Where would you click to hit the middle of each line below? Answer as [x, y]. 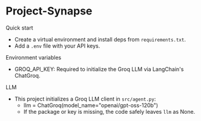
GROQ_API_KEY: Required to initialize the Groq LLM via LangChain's [99, 69]
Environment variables [34, 57]
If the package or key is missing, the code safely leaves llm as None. [109, 111]
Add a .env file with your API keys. [57, 46]
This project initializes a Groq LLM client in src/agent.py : [85, 99]
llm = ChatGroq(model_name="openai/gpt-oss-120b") [91, 105]
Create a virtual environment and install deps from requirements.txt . [100, 39]
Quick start [19, 28]
